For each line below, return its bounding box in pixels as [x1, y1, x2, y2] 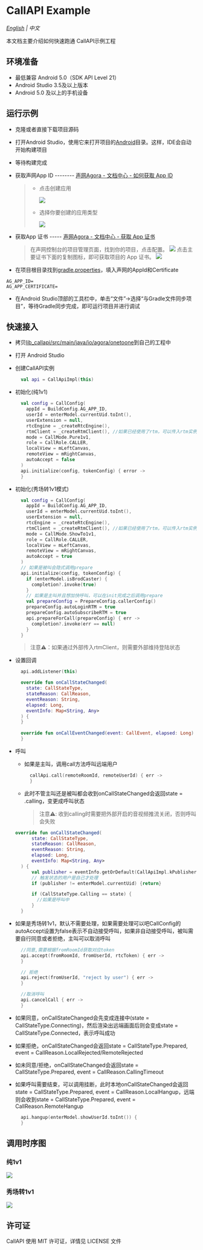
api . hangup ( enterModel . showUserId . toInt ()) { [21, 1114, 138, 1120]
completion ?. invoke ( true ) [31, 581, 97, 588]
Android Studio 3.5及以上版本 [14, 81, 89, 88]
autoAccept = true [26, 554, 72, 560]
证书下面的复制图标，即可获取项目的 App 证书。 [35, 253, 155, 261]
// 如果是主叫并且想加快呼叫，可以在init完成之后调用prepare [26, 593, 163, 599]
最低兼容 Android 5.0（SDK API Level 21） [14, 74, 120, 81]
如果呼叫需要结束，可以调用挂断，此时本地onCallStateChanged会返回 [14, 1080, 188, 1088]
